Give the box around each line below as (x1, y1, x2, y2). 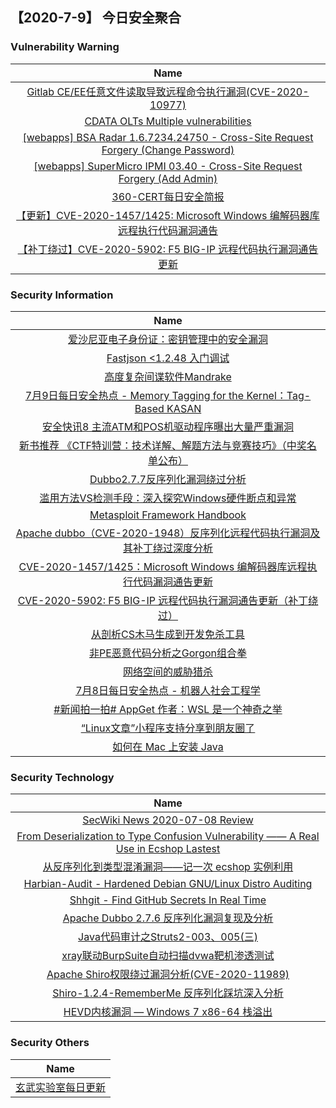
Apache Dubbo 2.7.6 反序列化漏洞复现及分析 (62, 911, 274, 925)
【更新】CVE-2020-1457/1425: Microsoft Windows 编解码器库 (16, 208, 320, 222)
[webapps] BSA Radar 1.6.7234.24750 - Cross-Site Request (22, 130, 314, 144)
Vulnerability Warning (10, 40, 120, 54)
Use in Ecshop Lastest (115, 842, 221, 856)
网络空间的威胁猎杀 (122, 664, 213, 678)
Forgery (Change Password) (101, 143, 235, 157)
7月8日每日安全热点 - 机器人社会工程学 (75, 683, 261, 697)
